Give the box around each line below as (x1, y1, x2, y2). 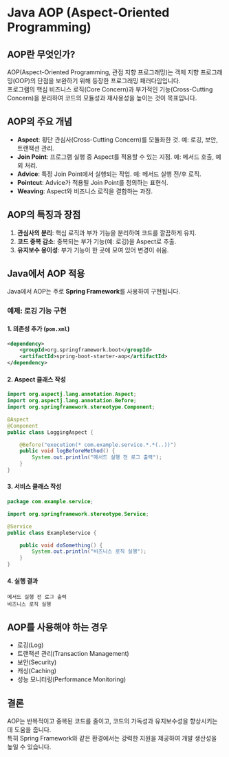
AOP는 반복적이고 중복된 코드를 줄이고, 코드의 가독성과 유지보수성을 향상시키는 (7, 716, 218, 725)
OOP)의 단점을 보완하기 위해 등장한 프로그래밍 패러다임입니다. (14, 77, 181, 85)
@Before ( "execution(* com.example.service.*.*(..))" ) (19, 441, 177, 448)
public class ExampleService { (7, 529, 97, 536)
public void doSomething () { (19, 542, 103, 549)
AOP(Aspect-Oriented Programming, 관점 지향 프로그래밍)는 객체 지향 (7, 68, 199, 76)
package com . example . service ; (7, 498, 94, 505)
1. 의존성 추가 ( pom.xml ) (7, 325, 70, 333)
